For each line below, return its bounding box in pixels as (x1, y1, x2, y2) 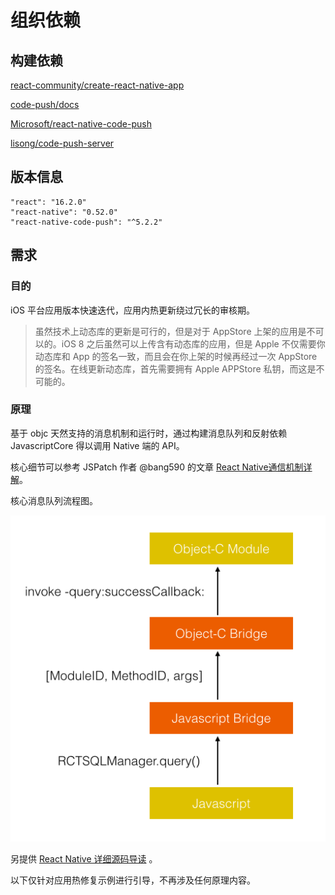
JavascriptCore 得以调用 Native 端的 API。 (10, 439, 185, 451)
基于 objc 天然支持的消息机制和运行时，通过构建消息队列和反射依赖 (10, 427, 288, 439)
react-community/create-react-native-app (10, 79, 185, 91)
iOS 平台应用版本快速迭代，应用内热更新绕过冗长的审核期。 (10, 304, 256, 316)
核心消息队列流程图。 (10, 494, 98, 506)
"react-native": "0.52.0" (10, 207, 118, 217)
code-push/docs (10, 99, 80, 110)
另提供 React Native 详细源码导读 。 (10, 853, 158, 865)
